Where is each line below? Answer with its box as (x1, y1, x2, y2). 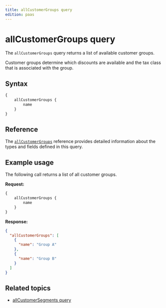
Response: (5, 218, 28, 224)
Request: (5, 181, 24, 187)
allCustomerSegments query (12, 297, 71, 303)
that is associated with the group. (5, 65, 74, 71)
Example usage (5, 158, 54, 166)
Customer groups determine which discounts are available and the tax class (5, 59, 161, 65)
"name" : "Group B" (18, 256, 57, 261)
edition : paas (5, 12, 35, 17)
